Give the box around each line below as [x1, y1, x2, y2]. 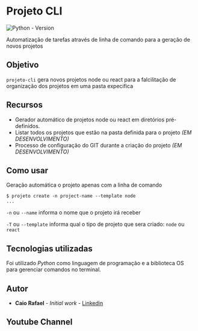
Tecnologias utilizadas [6, 243, 93, 254]
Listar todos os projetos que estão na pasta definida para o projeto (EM [14, 129, 192, 136]
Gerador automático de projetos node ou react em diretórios [14, 116, 165, 123]
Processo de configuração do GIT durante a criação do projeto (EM [14, 141, 182, 149]
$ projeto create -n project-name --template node [6, 193, 136, 199]
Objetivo [6, 60, 39, 70]
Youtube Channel [6, 317, 73, 327]
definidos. [14, 122, 40, 129]
